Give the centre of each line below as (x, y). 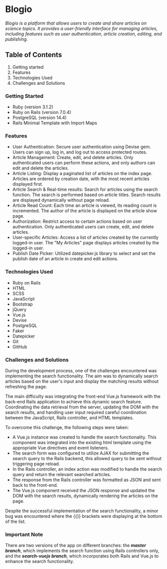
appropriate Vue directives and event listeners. (60, 448)
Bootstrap (22, 304)
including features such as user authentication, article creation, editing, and (84, 34)
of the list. (15, 521)
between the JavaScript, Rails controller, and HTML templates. (69, 417)
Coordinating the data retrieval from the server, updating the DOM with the (82, 407)
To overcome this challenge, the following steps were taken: (67, 427)
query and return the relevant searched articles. (62, 474)
